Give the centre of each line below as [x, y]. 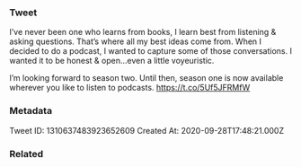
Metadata [31, 111]
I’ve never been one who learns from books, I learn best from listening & [143, 32]
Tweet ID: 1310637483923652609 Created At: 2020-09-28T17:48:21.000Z [147, 130]
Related [27, 154]
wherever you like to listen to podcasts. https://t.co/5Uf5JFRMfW [130, 88]
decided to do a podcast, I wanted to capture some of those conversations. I [150, 51]
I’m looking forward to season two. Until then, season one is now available [146, 78]
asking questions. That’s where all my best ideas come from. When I [136, 41]
